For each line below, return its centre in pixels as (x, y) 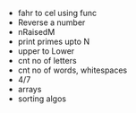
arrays (30, 89)
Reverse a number (51, 22)
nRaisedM (36, 32)
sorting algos (42, 99)
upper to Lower (46, 51)
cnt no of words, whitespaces (72, 70)
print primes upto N (54, 41)
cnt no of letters (47, 61)
